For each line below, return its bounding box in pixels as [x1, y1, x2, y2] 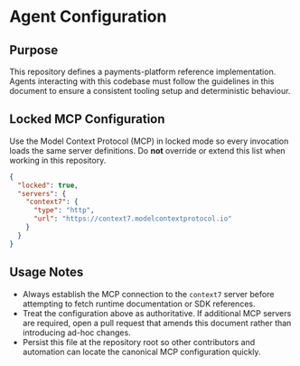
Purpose [9, 42, 59, 58]
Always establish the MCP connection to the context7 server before [22, 288, 275, 299]
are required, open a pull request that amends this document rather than [22, 317, 292, 328]
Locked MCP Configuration [9, 111, 165, 127]
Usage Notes [9, 265, 84, 280]
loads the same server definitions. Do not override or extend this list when [9, 145, 286, 155]
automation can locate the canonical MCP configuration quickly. [22, 346, 261, 357]
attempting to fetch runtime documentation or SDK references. [22, 298, 256, 309]
